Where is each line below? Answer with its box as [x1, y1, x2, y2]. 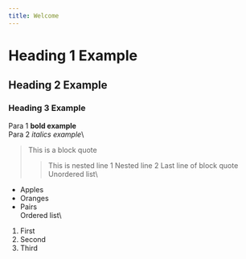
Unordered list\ [47, 169, 98, 179]
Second [19, 234, 47, 244]
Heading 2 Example [8, 78, 108, 92]
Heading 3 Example [8, 102, 86, 113]
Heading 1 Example [8, 46, 138, 64]
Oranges [19, 193, 50, 203]
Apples [19, 184, 44, 194]
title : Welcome [8, 11, 59, 20]
